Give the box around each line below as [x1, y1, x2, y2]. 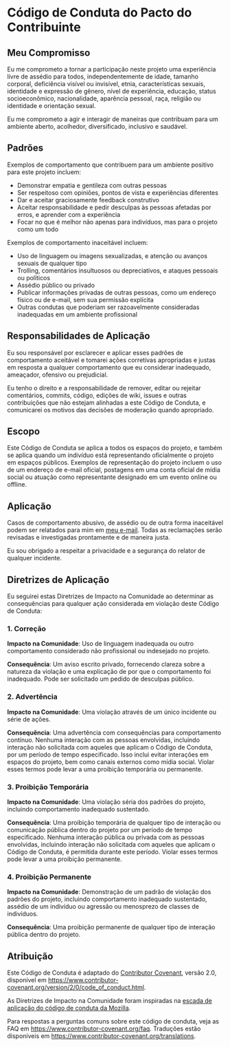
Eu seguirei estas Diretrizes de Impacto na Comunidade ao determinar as [7, 592, 214, 600]
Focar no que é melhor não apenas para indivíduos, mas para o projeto [16, 218, 218, 226]
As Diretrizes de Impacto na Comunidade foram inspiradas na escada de [7, 997, 213, 1005]
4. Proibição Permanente [7, 872, 91, 882]
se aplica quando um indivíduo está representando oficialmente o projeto [7, 451, 214, 459]
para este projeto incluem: [7, 167, 81, 176]
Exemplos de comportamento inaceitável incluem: [7, 238, 148, 246]
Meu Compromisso [7, 47, 91, 59]
